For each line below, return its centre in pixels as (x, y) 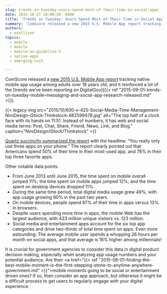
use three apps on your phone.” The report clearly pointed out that (73, 146)
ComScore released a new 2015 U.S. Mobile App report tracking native (78, 79)
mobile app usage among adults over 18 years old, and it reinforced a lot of (82, 85)
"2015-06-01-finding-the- (125, 260)
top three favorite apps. (29, 157)
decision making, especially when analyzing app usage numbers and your (81, 255)
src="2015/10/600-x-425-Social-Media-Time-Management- (99, 110)
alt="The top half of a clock (131, 116)
